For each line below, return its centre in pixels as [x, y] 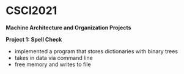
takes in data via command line [53, 57]
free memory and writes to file [53, 64]
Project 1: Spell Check [34, 39]
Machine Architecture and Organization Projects [68, 28]
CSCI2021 [31, 11]
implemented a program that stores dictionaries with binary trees [96, 51]
